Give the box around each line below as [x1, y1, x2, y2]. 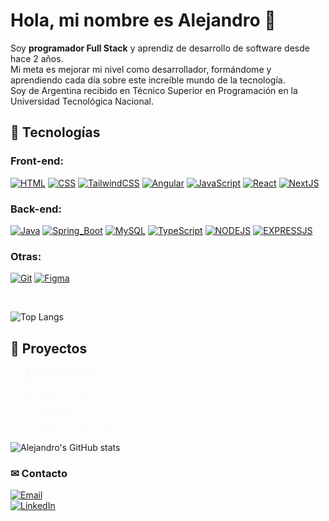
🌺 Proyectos [10, 340, 88, 357]
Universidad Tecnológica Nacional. [10, 95, 155, 107]
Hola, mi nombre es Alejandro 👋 [10, 9, 277, 32]
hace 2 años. [10, 52, 64, 64]
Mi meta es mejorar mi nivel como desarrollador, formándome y [10, 63, 272, 75]
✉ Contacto [10, 466, 68, 480]
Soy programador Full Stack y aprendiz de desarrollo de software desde [10, 42, 310, 54]
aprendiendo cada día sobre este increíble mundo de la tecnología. [10, 74, 286, 86]
